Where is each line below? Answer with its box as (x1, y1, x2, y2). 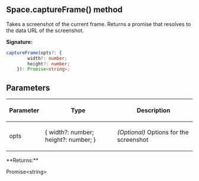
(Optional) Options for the (117, 128, 189, 136)
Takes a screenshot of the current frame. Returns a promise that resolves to (6, 20, 191, 27)
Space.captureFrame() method (6, 5, 123, 15)
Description (136, 106, 171, 115)
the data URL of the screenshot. (6, 27, 84, 34)
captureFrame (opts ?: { (6, 50, 62, 56)
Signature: (6, 38, 33, 45)
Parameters (6, 82, 50, 93)
